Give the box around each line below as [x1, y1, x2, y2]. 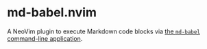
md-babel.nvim [7, 5, 97, 20]
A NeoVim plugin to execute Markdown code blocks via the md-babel [7, 27, 201, 35]
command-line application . [7, 34, 83, 42]
